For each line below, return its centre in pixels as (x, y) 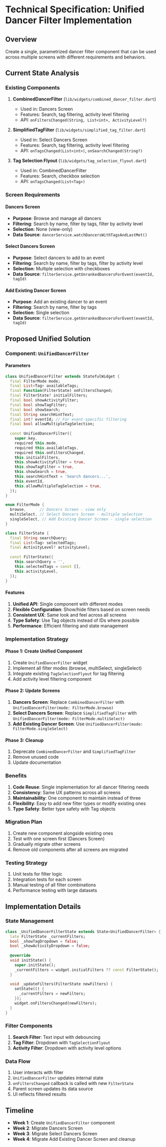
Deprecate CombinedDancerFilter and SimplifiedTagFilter (74, 752)
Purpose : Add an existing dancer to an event (60, 302)
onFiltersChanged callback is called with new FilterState (73, 1083)
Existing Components (33, 88)
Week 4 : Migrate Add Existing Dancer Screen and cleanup (74, 1139)
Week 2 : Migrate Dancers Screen (48, 1128)
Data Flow (18, 1061)
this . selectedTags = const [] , (48, 566)
